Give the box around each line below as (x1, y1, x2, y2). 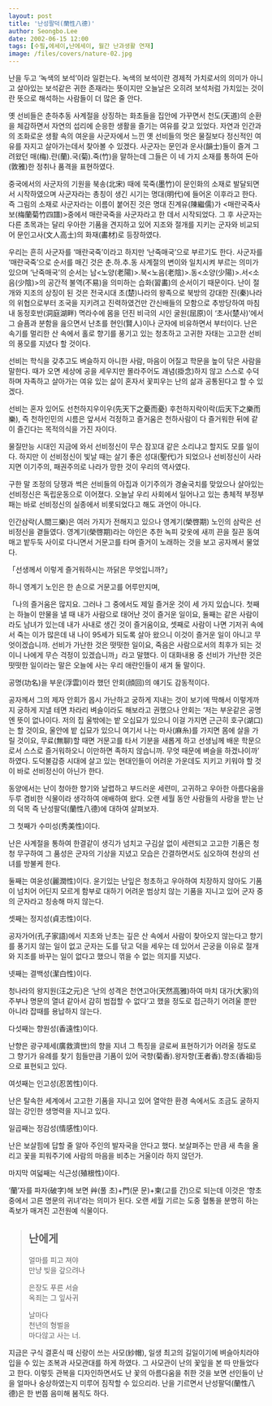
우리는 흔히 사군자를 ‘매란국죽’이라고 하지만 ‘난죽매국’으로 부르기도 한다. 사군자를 (8, 247, 263, 256)
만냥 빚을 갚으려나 (28, 1265, 85, 1275)
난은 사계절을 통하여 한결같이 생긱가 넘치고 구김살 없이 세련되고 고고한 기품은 (8, 839, 252, 848)
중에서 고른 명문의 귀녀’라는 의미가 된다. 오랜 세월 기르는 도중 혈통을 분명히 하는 (8, 1196, 259, 1205)
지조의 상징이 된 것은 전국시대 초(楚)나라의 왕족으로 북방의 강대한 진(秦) (23, 288, 250, 297)
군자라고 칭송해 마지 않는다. (16, 896, 104, 906)
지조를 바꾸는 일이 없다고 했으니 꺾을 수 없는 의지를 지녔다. (16, 952, 201, 961)
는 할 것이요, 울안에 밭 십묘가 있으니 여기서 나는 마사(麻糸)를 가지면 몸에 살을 (8, 725, 250, 735)
